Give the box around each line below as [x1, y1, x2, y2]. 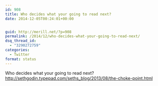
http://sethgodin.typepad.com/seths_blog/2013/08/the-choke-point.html [5, 75, 153, 81]
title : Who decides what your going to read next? [5, 12, 112, 17]
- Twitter [9, 52, 30, 57]
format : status [5, 57, 37, 62]
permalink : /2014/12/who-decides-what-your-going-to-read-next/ [5, 34, 140, 39]
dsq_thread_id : [5, 39, 37, 43]
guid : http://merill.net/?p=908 [5, 29, 72, 34]
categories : [5, 47, 30, 52]
